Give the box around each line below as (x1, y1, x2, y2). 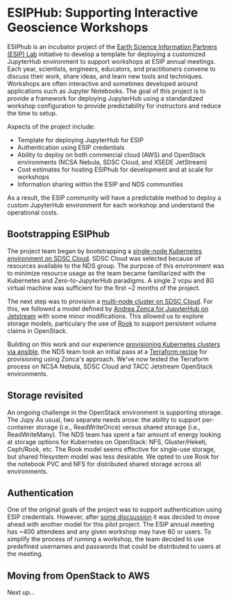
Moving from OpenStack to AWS (7, 570, 151, 581)
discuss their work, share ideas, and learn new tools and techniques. (7, 71, 203, 80)
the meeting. (7, 550, 44, 558)
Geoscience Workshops (7, 19, 149, 35)
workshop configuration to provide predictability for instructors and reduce (7, 101, 222, 110)
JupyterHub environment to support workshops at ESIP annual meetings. (7, 57, 216, 65)
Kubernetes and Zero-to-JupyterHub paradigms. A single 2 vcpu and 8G (7, 276, 215, 284)
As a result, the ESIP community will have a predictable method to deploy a (7, 193, 222, 202)
